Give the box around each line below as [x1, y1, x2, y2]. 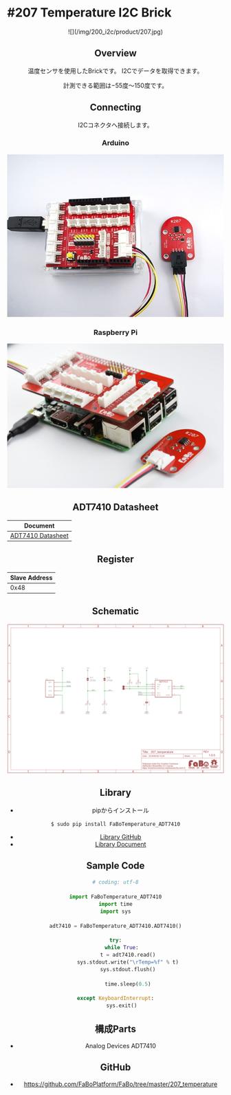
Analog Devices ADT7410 [85, 1041, 157, 1050]
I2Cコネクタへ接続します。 [78, 120, 153, 129]
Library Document [95, 840, 146, 848]
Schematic [91, 605, 140, 617]
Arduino [102, 138, 129, 148]
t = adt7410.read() [100, 951, 156, 959]
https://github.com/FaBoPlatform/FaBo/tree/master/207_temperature [23, 1080, 218, 1088]
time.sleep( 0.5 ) [104, 980, 151, 988]
